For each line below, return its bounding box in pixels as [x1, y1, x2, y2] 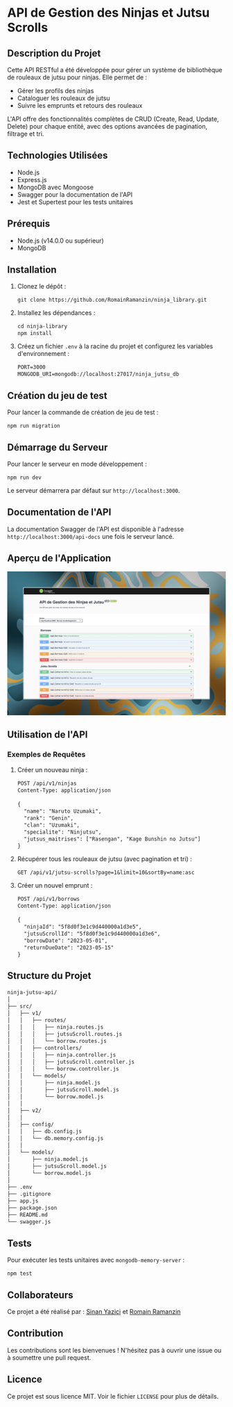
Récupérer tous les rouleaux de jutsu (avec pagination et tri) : [17, 854, 192, 863]
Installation [7, 264, 57, 276]
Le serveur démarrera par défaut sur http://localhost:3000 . [7, 487, 180, 495]
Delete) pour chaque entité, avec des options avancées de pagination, [7, 122, 208, 130]
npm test [7, 1270, 33, 1277]
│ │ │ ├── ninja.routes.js [7, 1024, 104, 1031]
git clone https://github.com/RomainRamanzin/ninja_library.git [17, 297, 207, 304]
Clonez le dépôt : [17, 282, 67, 291]
